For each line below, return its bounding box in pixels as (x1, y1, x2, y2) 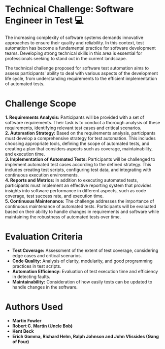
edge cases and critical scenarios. (12, 252, 82, 258)
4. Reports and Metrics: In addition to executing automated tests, (5, 177, 138, 183)
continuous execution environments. (5, 172, 79, 178)
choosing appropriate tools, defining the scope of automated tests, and (5, 140, 150, 146)
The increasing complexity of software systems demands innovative (5, 35, 144, 40)
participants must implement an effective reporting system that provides (5, 182, 152, 188)
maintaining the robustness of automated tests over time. (5, 213, 121, 220)
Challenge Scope (5, 98, 76, 109)
